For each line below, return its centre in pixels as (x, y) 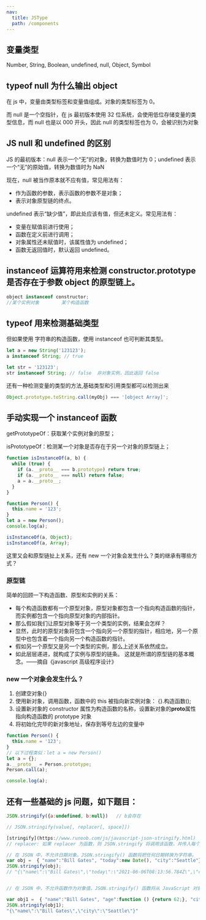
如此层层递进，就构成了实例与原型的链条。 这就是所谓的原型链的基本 (102, 654)
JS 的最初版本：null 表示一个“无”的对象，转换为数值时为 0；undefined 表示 (101, 159)
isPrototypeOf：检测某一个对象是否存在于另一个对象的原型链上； (88, 447)
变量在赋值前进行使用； (45, 227)
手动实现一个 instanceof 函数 (62, 417)
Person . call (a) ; (27, 770)
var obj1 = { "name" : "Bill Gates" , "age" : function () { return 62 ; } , (97, 899)
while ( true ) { (31, 464)
